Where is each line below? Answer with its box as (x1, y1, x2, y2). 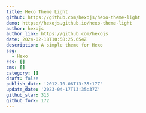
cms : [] (6, 64, 26, 71)
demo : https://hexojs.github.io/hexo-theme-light (6, 20, 133, 26)
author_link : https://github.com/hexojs (6, 31, 109, 37)
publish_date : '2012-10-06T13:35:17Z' (6, 81, 103, 87)
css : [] (6, 59, 26, 65)
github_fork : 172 (6, 97, 50, 103)
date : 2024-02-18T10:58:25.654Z (6, 36, 87, 42)
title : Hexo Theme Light (6, 8, 68, 15)
